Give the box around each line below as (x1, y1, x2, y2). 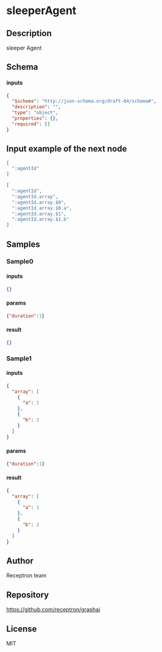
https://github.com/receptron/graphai (6, 606, 100, 613)
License (6, 623, 37, 634)
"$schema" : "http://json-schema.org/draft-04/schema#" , (12, 98, 157, 105)
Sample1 (6, 354, 32, 363)
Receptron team (6, 572, 47, 579)
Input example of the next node (6, 144, 127, 154)
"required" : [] (12, 120, 51, 127)
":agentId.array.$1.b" (12, 217, 69, 223)
